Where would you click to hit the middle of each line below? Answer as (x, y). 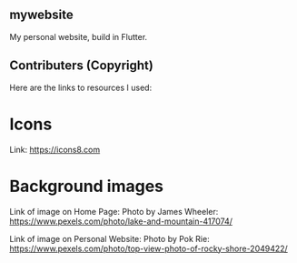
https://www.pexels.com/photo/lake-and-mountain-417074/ (121, 221)
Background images (87, 186)
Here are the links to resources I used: (81, 87)
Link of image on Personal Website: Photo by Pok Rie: (110, 238)
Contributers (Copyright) (82, 66)
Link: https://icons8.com (55, 149)
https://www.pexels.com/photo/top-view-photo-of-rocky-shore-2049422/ (148, 248)
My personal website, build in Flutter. (79, 36)
